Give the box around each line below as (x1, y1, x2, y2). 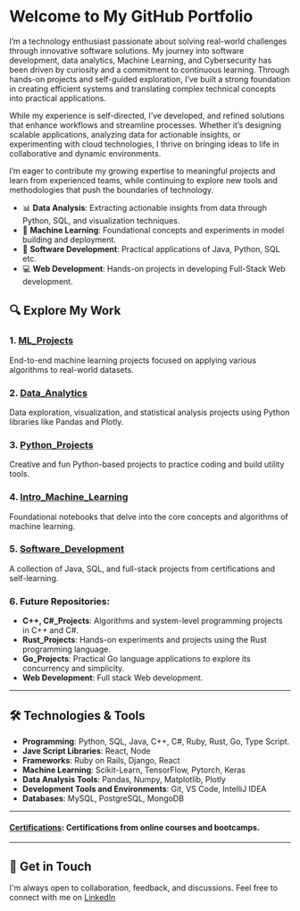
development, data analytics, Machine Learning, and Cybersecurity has (9, 55, 272, 65)
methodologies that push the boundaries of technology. (9, 184, 214, 195)
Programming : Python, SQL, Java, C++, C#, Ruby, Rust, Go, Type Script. (21, 736, 290, 747)
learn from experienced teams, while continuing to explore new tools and (9, 174, 279, 185)
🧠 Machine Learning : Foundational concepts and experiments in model (21, 224, 285, 235)
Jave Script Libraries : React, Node (21, 745, 151, 756)
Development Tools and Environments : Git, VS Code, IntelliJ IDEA (21, 783, 267, 794)
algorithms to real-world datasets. (9, 364, 134, 375)
